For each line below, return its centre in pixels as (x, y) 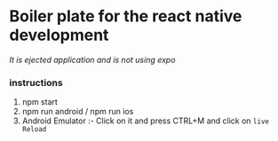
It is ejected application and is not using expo (92, 59)
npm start (40, 102)
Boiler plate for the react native (126, 16)
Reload (34, 129)
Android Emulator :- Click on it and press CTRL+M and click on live (145, 121)
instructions (36, 82)
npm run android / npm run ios (78, 112)
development (59, 35)
